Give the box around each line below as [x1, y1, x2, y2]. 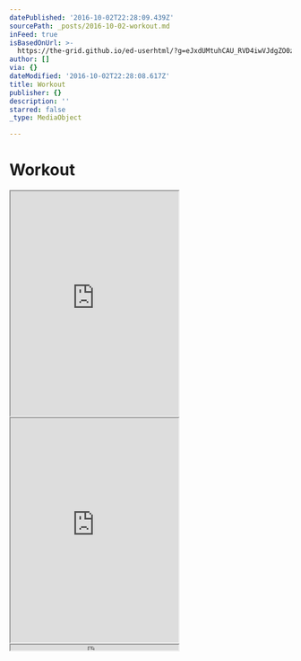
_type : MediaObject [9, 113, 82, 122]
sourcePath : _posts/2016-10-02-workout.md [9, 22, 170, 31]
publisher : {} [9, 88, 63, 97]
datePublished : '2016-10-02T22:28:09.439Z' [9, 13, 175, 22]
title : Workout [9, 80, 66, 89]
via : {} [9, 64, 39, 73]
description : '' [9, 96, 70, 106]
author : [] [9, 55, 50, 64]
